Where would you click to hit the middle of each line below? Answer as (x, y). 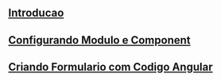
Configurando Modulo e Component (99, 40)
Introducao (36, 13)
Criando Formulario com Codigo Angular (111, 67)
